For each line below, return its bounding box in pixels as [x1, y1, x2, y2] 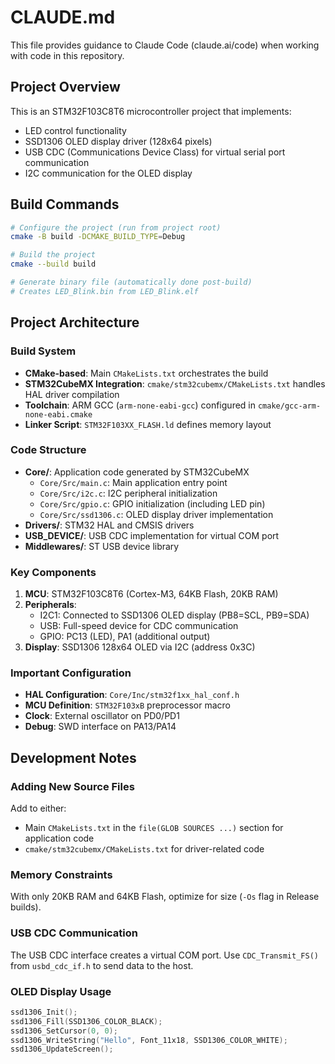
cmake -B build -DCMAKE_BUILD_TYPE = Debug [10, 232, 186, 242]
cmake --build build [10, 259, 97, 270]
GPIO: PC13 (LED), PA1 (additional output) [39, 631, 211, 643]
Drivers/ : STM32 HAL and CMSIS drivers [24, 519, 195, 531]
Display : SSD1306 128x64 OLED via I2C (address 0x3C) [24, 641, 256, 653]
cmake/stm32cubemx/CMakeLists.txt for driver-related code [24, 843, 265, 855]
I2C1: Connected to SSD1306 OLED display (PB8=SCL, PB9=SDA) [39, 609, 310, 621]
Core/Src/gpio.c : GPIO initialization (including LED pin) [39, 497, 266, 510]
